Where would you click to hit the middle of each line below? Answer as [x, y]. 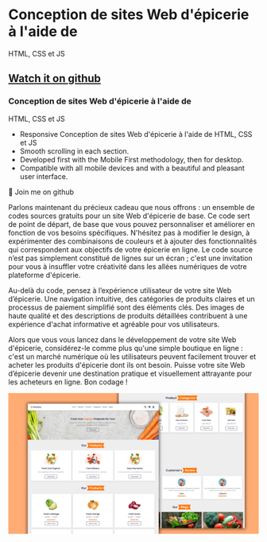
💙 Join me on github [41, 192]
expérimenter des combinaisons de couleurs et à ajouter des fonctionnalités [133, 241]
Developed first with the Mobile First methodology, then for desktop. [132, 159]
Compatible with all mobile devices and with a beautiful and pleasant [132, 168]
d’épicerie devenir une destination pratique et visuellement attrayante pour [130, 373]
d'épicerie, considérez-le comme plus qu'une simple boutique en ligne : [126, 348]
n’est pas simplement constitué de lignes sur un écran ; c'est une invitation [130, 258]
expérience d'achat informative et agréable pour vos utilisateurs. [114, 324]
